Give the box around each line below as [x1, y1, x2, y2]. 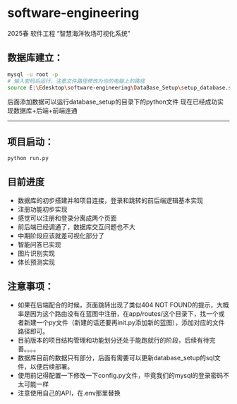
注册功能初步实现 [17, 204, 68, 213]
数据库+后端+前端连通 [13, 106, 78, 115]
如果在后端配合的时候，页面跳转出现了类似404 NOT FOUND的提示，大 [17, 300, 224, 309]
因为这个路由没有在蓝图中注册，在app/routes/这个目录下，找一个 [30, 309, 219, 318]
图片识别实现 [17, 249, 55, 257]
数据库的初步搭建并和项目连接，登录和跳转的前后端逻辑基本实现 [17, 196, 203, 204]
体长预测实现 [17, 257, 55, 266]
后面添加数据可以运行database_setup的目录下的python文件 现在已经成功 [7, 97, 218, 106]
